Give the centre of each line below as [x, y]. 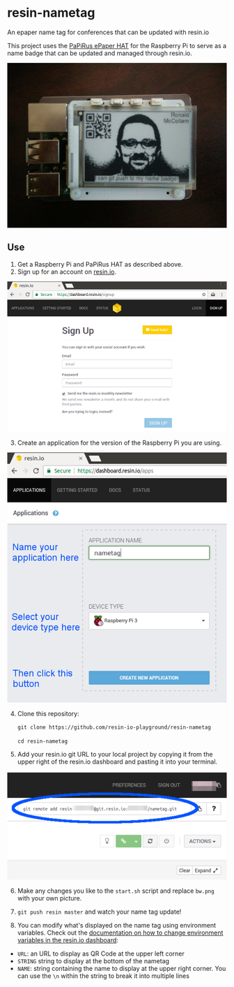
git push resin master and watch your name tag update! [99, 912]
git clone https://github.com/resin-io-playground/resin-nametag [114, 727]
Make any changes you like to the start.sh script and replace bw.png [116, 891]
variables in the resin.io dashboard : [68, 940]
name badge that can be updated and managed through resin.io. [100, 53]
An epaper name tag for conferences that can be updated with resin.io [108, 32]
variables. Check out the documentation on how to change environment [120, 933]
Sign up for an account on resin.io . [67, 272]
